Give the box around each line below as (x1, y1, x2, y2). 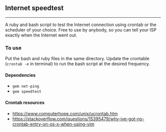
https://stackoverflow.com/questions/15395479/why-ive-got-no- (12, 116, 145, 122)
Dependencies (5, 72, 36, 78)
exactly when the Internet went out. (5, 32, 78, 38)
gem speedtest (12, 89, 41, 94)
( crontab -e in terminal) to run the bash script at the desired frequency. (5, 61, 150, 67)
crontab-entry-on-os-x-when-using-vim (12, 121, 95, 127)
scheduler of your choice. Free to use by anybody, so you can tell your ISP (5, 27, 157, 33)
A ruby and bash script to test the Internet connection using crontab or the (5, 22, 157, 28)
